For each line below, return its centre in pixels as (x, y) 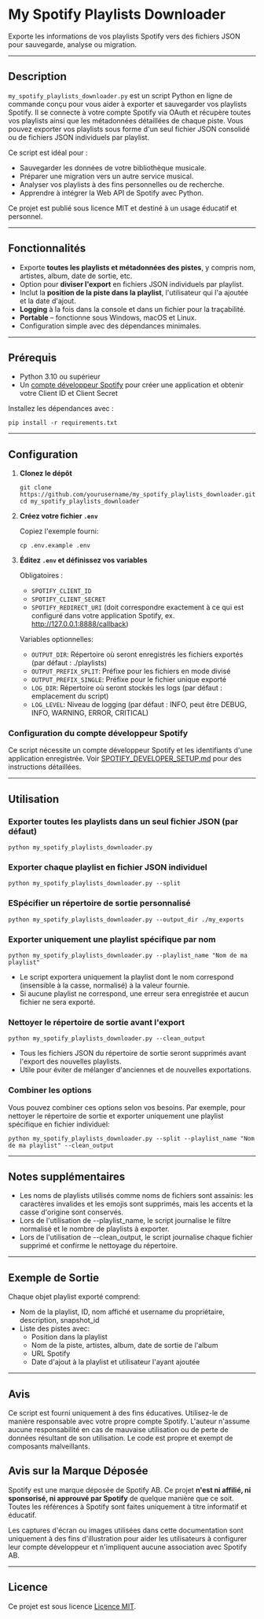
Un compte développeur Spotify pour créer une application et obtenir (132, 385)
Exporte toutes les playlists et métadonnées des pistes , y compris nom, (137, 267)
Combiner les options (50, 1090)
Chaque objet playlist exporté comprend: (74, 1297)
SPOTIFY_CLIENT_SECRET (68, 600)
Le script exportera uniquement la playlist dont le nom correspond (126, 977)
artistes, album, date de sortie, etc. (76, 276)
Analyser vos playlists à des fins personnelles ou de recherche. (122, 184)
